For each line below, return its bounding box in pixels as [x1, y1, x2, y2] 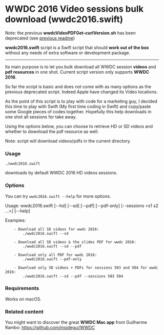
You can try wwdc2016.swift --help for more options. [5, 193, 111, 199]
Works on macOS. [5, 296, 41, 302]
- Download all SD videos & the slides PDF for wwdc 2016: [14, 239, 137, 245]
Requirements [5, 285, 40, 292]
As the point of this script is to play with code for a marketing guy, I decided [5, 98, 158, 104]
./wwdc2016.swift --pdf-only [22, 256, 82, 262]
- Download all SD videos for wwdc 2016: [14, 227, 99, 231]
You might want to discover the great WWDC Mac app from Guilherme [5, 319, 147, 325]
